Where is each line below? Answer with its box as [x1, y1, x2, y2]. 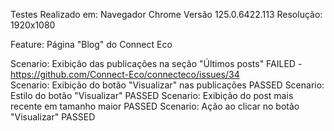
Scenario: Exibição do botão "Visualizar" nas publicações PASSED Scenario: [10, 79, 325, 91]
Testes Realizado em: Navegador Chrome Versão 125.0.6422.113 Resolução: [10, 9, 323, 20]
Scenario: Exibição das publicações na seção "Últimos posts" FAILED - [10, 58, 303, 69]
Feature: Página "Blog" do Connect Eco [10, 39, 173, 50]
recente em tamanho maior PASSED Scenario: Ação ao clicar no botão [10, 100, 300, 112]
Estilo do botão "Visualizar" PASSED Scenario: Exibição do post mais [10, 90, 294, 101]
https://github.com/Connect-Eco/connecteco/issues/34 [10, 69, 240, 80]
